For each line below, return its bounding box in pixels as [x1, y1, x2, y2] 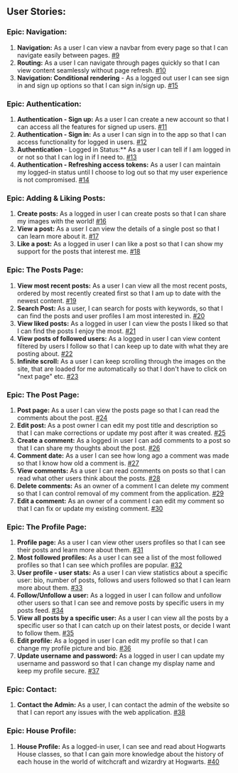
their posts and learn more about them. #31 [16, 546, 144, 554]
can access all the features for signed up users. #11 [16, 122, 168, 131]
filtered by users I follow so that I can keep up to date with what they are [16, 342, 229, 350]
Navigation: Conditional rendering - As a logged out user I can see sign [16, 73, 229, 82]
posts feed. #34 [16, 606, 65, 615]
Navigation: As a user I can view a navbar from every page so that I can [16, 43, 229, 52]
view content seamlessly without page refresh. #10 [16, 65, 166, 74]
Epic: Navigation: [6, 27, 67, 37]
